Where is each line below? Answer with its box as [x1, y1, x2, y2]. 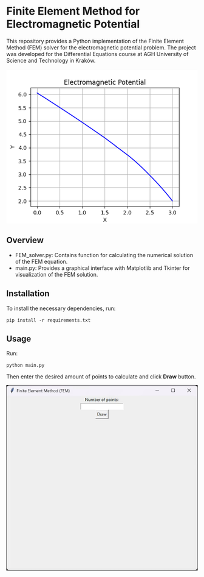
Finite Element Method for [6, 4, 140, 18]
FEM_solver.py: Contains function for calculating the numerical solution [15, 251, 193, 258]
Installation [6, 288, 50, 299]
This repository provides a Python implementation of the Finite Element [6, 37, 184, 44]
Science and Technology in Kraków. [6, 57, 96, 64]
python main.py [6, 363, 45, 369]
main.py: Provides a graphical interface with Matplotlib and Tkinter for [15, 264, 190, 272]
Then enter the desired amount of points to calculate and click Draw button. [6, 373, 196, 380]
